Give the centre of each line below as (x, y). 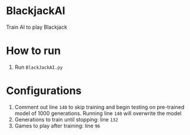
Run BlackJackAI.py (39, 67)
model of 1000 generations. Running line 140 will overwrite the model (98, 113)
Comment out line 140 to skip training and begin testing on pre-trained (99, 107)
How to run (34, 51)
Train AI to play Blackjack (37, 27)
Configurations (44, 91)
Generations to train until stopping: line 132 (66, 119)
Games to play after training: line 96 (57, 126)
